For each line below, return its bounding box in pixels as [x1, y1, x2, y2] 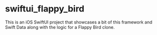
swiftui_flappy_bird [5, 3, 85, 14]
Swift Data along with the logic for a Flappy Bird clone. [5, 24, 115, 30]
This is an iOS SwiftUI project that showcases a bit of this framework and [5, 19, 153, 25]
